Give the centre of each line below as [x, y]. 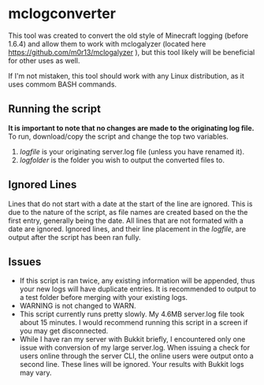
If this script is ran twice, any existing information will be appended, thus [137, 281]
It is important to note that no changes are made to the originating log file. [131, 128]
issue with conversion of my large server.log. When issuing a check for [135, 348]
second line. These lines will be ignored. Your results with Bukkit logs [132, 365]
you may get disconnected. [64, 331]
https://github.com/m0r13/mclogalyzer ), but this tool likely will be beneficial [132, 52]
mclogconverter [62, 14]
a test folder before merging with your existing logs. [103, 298]
